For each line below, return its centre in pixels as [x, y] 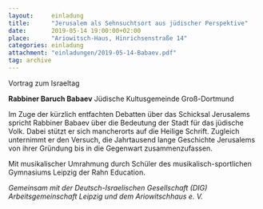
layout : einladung [46, 16]
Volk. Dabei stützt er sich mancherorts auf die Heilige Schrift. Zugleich [124, 131]
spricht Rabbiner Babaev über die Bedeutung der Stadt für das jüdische [126, 123]
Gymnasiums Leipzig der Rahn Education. [77, 172]
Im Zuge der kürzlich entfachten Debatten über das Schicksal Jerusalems [129, 114]
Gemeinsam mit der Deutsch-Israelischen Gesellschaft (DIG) [108, 187]
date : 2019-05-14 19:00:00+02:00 [75, 30]
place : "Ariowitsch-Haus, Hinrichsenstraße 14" [98, 38]
